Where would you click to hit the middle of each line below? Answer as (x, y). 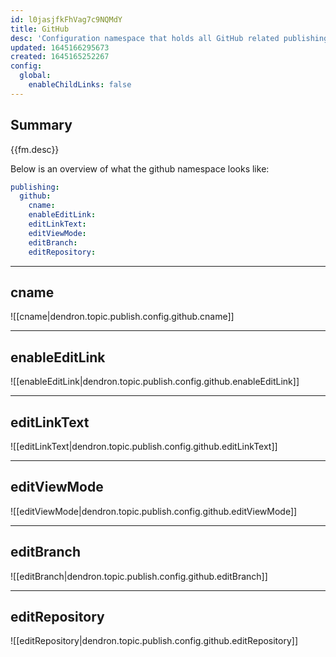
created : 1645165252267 (60, 57)
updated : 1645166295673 (60, 47)
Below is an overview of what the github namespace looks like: (140, 168)
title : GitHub (40, 29)
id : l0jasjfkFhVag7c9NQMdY (66, 19)
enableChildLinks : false (80, 85)
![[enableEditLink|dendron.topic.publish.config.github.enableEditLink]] (155, 382)
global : (35, 76)
